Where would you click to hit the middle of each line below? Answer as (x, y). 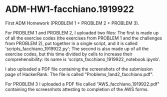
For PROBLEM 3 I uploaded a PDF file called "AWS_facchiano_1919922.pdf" (82, 84)
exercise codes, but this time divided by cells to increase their (69, 54)
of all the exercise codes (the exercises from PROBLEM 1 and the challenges (84, 38)
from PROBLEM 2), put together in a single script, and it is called (71, 43)
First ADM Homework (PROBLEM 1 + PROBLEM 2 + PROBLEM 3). (72, 23)
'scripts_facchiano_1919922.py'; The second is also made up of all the (77, 48)
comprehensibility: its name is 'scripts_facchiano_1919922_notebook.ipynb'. (83, 59)
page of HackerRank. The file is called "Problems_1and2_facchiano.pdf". (79, 74)
